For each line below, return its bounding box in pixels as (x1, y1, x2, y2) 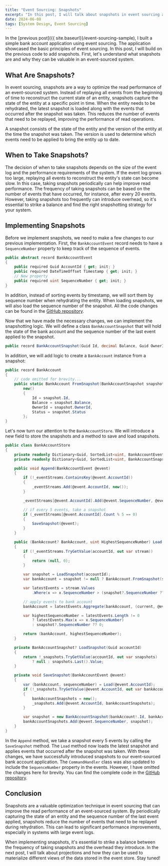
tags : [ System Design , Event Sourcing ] (5, 21, 88, 27)
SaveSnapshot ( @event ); (31, 521, 79, 526)
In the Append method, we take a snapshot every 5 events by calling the (5, 737, 151, 743)
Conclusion (5, 789, 42, 798)
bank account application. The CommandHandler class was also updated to (5, 759, 155, 765)
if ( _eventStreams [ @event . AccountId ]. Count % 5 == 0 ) (23, 512, 137, 517)
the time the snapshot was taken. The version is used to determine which (5, 131, 156, 137)
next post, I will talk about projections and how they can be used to (5, 849, 143, 855)
